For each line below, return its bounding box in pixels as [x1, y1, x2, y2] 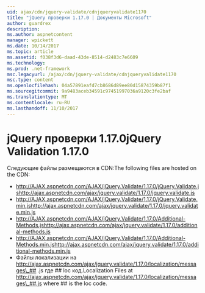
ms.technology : [7, 60, 46, 66]
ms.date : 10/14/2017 [7, 43, 60, 49]
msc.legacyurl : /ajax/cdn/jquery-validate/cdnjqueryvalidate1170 [7, 71, 176, 77]
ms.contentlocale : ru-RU [7, 99, 70, 105]
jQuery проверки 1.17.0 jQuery [7, 132, 162, 145]
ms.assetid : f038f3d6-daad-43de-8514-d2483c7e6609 [7, 54, 138, 60]
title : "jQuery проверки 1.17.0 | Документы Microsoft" [7, 15, 152, 21]
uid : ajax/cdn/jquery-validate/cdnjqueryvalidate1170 [7, 9, 147, 15]
